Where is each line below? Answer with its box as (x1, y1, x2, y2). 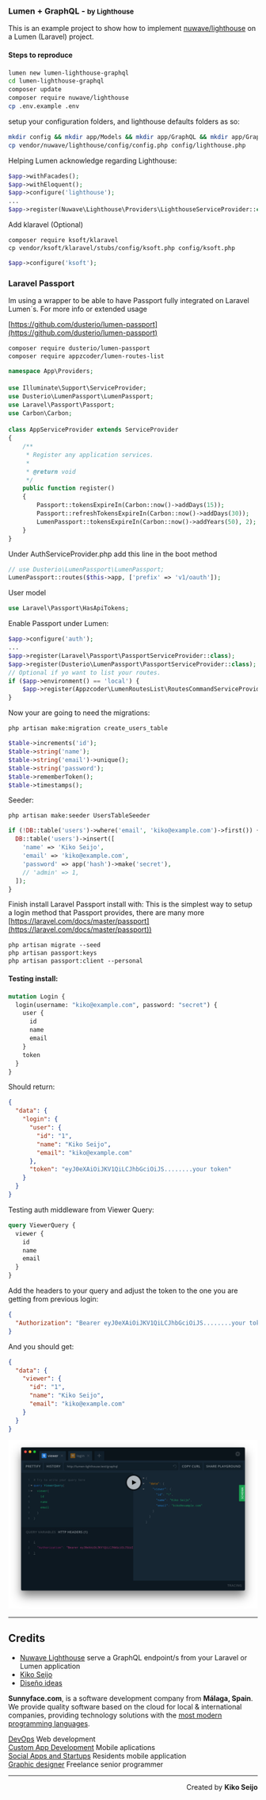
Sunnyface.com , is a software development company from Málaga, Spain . (8, 1693, 253, 1703)
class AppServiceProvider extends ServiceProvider (8, 426, 179, 434)
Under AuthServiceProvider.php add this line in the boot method (8, 549, 218, 559)
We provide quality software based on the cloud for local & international (8, 1702, 242, 1711)
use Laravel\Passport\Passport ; (8, 401, 115, 409)
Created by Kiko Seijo (185, 1782, 258, 1791)
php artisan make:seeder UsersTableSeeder (8, 812, 150, 820)
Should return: (8, 1082, 55, 1092)
